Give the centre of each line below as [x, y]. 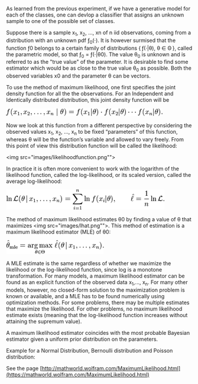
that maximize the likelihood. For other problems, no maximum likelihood [94, 309]
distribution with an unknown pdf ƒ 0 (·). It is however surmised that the [91, 41]
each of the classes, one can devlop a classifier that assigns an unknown [95, 15]
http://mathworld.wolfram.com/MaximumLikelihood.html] [111, 368]
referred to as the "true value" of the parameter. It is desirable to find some [97, 62]
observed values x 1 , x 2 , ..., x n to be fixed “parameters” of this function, [92, 133]
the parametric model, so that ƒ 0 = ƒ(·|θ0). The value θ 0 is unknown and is [96, 55]
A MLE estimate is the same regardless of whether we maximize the [89, 263]
